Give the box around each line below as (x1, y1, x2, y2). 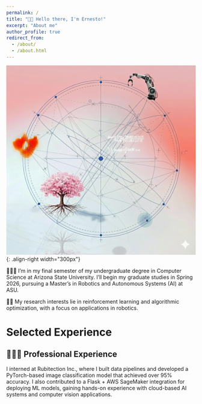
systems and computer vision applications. (6, 391, 112, 398)
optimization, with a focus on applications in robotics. (6, 304, 138, 311)
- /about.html (11, 48, 47, 54)
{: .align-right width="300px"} (6, 256, 81, 263)
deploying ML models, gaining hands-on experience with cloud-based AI (6, 384, 187, 391)
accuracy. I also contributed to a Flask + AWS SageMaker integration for (6, 378, 185, 385)
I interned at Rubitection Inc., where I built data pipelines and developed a (6, 365, 189, 372)
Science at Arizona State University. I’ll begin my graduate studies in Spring (6, 274, 194, 281)
